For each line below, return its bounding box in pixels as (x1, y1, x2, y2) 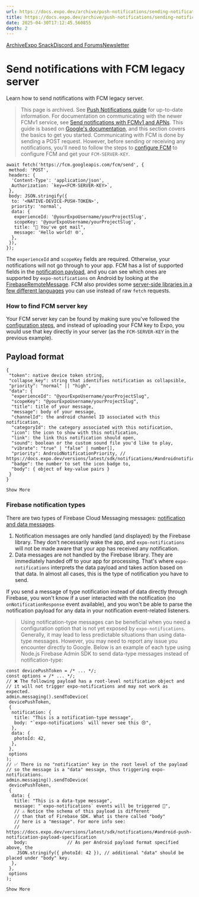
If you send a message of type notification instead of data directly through (6, 588, 188, 595)
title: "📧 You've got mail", (14, 224, 86, 231)
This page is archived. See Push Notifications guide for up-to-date (20, 106, 184, 114)
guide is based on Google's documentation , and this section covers (20, 125, 185, 133)
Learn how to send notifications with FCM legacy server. (6, 95, 144, 102)
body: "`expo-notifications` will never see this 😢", (14, 720, 152, 726)
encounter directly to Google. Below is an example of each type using (20, 643, 191, 651)
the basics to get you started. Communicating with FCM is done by (20, 131, 184, 139)
